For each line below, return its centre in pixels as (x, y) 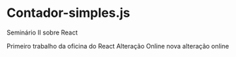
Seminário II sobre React (42, 32)
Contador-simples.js (69, 13)
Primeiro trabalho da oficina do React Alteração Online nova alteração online (118, 46)
